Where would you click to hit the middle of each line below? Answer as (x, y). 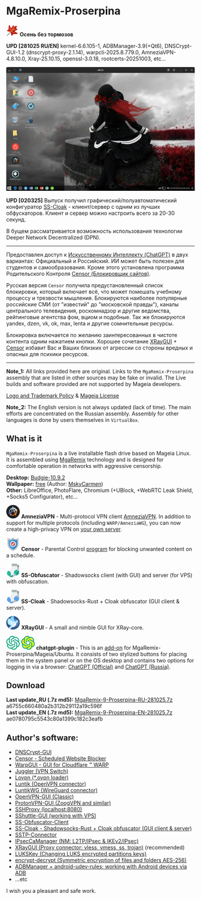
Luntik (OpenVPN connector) (51, 784)
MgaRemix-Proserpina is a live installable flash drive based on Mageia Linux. (99, 453)
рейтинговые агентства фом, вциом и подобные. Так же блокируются (96, 317)
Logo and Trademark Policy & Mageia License (63, 396)
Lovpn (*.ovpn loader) (42, 778)
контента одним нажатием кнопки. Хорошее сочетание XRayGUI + (92, 341)
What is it (24, 439)
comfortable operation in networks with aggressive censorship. (84, 466)
